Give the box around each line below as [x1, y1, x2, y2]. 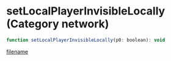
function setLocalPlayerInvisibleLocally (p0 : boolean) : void [6, 37, 166, 43]
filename [6, 48, 29, 55]
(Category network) [6, 17, 109, 31]
